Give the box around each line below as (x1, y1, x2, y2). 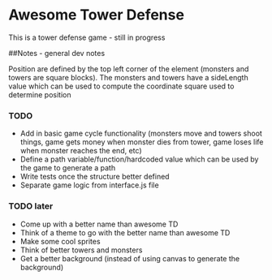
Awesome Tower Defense (8, 6, 185, 24)
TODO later (8, 200, 54, 212)
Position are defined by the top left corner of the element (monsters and (8, 63, 249, 74)
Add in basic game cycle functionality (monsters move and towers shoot (19, 128, 262, 139)
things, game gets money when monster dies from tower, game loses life (19, 137, 264, 147)
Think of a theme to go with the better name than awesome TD (19, 227, 231, 237)
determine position (8, 89, 71, 99)
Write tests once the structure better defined (19, 172, 170, 182)
